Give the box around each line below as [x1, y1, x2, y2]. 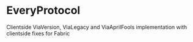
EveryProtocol [6, 4, 81, 17]
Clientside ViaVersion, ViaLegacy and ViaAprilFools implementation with [6, 23, 188, 31]
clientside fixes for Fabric [6, 29, 70, 37]
